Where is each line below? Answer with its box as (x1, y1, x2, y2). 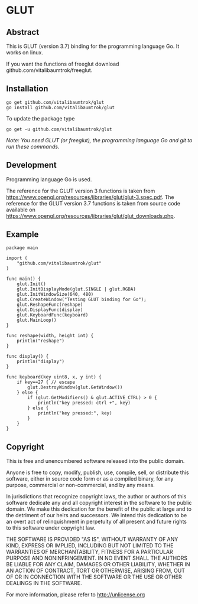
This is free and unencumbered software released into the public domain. (6, 458, 185, 465)
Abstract (6, 27, 40, 37)
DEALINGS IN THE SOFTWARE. (6, 580, 82, 587)
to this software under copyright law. (6, 524, 96, 531)
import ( (6, 255, 28, 262)
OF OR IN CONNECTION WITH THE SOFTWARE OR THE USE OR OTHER (6, 573, 182, 580)
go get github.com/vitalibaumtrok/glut (6, 99, 105, 105)
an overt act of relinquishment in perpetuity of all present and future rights (6, 518, 187, 525)
